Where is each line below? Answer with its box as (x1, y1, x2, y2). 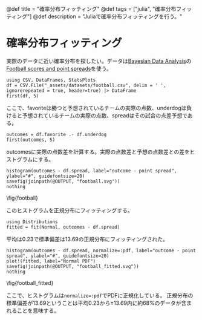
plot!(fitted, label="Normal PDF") (6, 258, 96, 264)
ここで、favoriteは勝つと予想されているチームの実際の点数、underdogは (6, 104, 187, 111)
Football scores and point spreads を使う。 (6, 65, 112, 72)
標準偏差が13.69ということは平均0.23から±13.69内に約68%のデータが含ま (6, 299, 192, 307)
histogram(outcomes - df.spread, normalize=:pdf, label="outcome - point (6, 247, 197, 253)
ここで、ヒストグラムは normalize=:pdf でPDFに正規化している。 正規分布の (6, 292, 194, 299)
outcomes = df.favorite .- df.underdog (6, 131, 107, 137)
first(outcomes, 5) (6, 137, 56, 143)
